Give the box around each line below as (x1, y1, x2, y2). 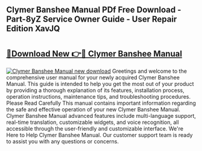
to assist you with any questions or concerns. (6, 138, 119, 145)
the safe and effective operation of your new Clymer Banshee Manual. (6, 106, 181, 113)
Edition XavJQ (6, 23, 60, 34)
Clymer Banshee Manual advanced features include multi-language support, (6, 112, 196, 119)
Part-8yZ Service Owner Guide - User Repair (6, 14, 177, 25)
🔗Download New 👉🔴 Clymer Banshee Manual (6, 48, 183, 59)
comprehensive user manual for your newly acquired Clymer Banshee (6, 74, 180, 81)
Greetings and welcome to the (112, 67, 187, 75)
